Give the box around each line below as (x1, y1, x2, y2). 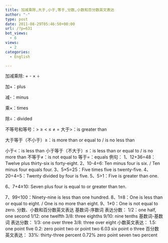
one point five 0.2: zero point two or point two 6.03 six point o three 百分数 (5, 226, 159, 232)
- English (10, 54, 30, 59)
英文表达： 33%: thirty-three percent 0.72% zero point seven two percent (5, 232, 158, 238)
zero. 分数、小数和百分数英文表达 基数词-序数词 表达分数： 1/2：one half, (5, 207, 156, 213)
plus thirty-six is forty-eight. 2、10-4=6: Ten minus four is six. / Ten (21, 160, 160, 167)
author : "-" (5, 12, 30, 17)
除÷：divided (5, 116, 33, 122)
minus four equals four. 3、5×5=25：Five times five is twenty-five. (5, 167, 143, 173)
